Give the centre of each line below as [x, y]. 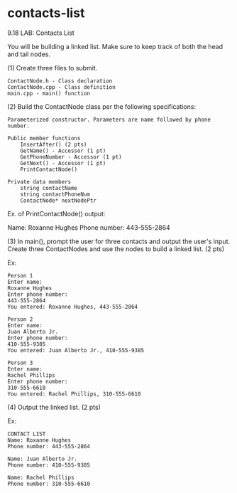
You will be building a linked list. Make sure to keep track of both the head [115, 46]
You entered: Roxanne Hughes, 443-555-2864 [73, 307]
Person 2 [20, 319]
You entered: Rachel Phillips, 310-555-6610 [74, 394]
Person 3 [20, 363]
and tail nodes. [29, 54]
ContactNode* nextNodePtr [59, 201]
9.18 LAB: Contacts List [41, 33]
